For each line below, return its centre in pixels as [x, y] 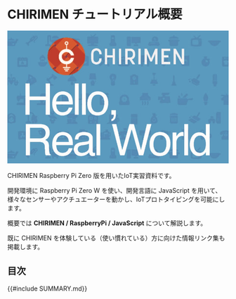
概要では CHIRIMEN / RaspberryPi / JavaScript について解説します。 [107, 223]
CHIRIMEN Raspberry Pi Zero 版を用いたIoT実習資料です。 [91, 175]
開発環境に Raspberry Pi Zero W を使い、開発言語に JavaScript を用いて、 [114, 190]
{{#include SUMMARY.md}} [47, 288]
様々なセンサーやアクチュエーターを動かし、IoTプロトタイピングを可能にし [116, 199]
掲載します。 [26, 246]
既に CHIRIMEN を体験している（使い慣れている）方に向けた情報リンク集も [116, 238]
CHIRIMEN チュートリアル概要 [95, 14]
